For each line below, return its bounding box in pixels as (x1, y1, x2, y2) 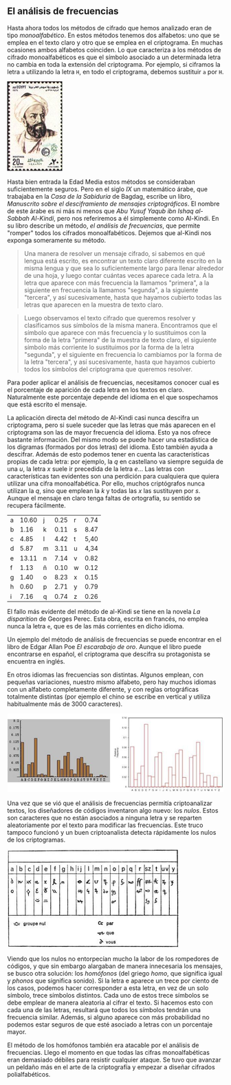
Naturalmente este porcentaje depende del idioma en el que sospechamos (7, 393, 219, 401)
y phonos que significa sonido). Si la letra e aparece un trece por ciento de (7, 976, 219, 985)
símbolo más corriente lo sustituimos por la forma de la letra (23, 343, 195, 351)
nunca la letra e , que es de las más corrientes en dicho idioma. (7, 622, 184, 631)
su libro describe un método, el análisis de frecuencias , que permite (7, 221, 201, 230)
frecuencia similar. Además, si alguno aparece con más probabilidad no (7, 1013, 210, 1021)
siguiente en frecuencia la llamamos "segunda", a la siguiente (23, 285, 199, 294)
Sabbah (7, 214, 30, 222)
